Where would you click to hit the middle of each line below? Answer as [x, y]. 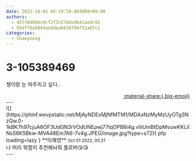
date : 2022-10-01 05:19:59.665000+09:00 [56, 11]
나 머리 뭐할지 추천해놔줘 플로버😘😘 [47, 147]
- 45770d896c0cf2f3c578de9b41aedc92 [56, 22]
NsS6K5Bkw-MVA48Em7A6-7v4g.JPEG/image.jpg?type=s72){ [81, 133]
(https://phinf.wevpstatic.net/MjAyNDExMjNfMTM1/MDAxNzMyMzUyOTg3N [97, 114]
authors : [17, 17]
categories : [20, 33]
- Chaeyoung [26, 38]
